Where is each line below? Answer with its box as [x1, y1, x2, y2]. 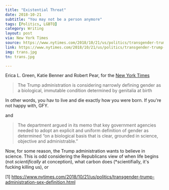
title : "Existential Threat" [5, 7, 66, 13]
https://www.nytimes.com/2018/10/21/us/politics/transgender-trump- [11, 174, 155, 180]
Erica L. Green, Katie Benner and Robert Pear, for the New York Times [5, 73, 150, 79]
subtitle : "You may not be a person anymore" [5, 17, 102, 22]
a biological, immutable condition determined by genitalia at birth [17, 88, 152, 94]
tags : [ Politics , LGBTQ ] [5, 21, 57, 27]
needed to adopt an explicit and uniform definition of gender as [17, 128, 149, 134]
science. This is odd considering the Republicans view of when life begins [5, 153, 159, 159]
